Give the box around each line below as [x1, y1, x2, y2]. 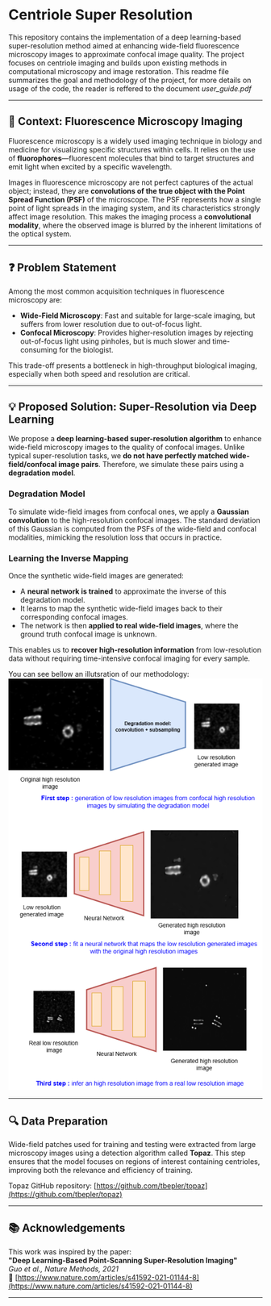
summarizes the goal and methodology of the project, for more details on [8, 75, 252, 85]
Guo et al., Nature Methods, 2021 [8, 1264, 119, 1274]
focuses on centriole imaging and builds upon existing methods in [8, 58, 227, 68]
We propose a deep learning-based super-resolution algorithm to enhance [8, 434, 262, 444]
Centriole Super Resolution [8, 6, 194, 24]
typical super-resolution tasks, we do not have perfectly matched [8, 451, 228, 461]
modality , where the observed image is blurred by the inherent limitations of [8, 220, 262, 230]
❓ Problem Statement [8, 261, 117, 275]
